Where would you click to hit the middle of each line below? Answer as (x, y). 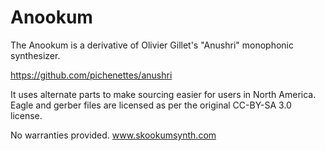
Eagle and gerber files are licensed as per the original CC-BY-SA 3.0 (151, 105)
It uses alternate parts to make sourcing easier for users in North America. (163, 94)
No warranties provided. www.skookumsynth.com (113, 135)
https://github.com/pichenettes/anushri (91, 75)
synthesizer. (35, 55)
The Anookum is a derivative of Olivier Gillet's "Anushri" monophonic (152, 45)
